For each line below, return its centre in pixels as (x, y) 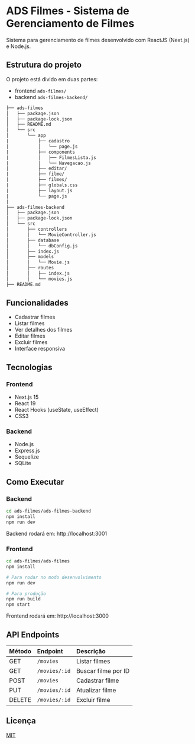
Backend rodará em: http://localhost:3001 (57, 533)
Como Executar (35, 482)
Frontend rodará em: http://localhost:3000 (58, 616)
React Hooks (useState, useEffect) (56, 410)
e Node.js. (19, 46)
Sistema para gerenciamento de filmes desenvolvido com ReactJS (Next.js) (98, 40)
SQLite (23, 463)
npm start (18, 605)
